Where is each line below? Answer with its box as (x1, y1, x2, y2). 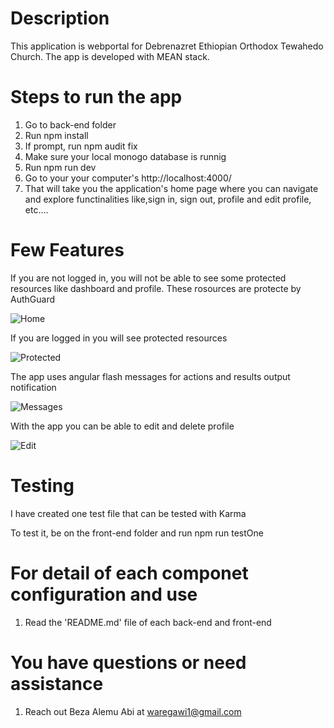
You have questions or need (10, 651, 247, 674)
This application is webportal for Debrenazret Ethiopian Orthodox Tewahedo (10, 40, 324, 52)
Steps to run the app (10, 86, 183, 109)
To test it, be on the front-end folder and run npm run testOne (10, 527, 264, 539)
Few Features (10, 239, 125, 262)
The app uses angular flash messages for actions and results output (10, 370, 291, 382)
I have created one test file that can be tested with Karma (10, 507, 247, 519)
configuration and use (10, 583, 198, 606)
